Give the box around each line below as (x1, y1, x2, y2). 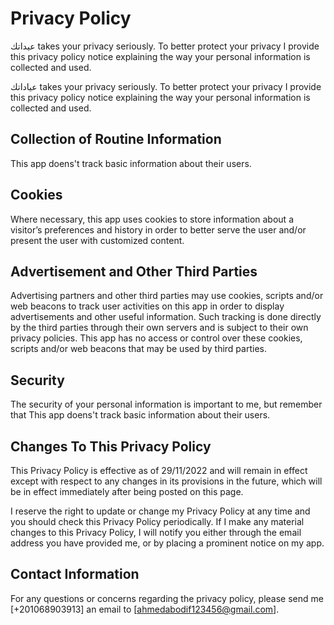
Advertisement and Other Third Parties (10, 263, 258, 280)
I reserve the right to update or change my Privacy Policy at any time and (10, 505, 311, 517)
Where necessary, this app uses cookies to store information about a (10, 213, 294, 225)
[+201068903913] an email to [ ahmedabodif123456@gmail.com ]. (10, 603, 280, 615)
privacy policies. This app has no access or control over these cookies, (10, 332, 303, 344)
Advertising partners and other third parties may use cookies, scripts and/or (10, 290, 324, 302)
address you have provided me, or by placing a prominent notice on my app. (10, 537, 325, 549)
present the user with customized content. (10, 234, 185, 246)
